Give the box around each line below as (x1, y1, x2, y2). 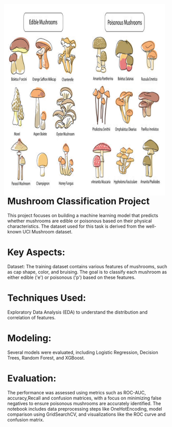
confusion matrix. (7, 416, 44, 422)
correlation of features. (7, 314, 56, 320)
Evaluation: (7, 372, 57, 384)
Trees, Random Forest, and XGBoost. (7, 354, 85, 361)
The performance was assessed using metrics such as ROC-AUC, (7, 389, 146, 395)
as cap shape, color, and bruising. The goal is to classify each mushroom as (7, 269, 167, 275)
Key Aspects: (7, 246, 65, 258)
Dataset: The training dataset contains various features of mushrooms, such (7, 263, 167, 269)
